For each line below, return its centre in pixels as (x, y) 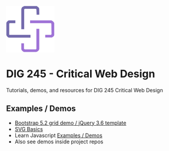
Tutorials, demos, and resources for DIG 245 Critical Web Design (84, 90)
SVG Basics (29, 129)
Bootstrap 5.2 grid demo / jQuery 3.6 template (70, 123)
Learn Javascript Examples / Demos (59, 135)
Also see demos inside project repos (59, 142)
